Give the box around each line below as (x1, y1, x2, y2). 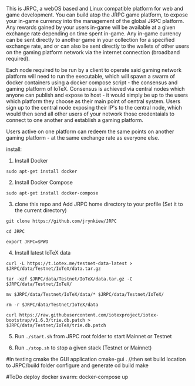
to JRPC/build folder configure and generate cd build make (6, 362, 149, 369)
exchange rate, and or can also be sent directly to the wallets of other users (6, 42, 189, 50)
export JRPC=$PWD (6, 239, 49, 245)
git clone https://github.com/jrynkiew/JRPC (6, 218, 117, 224)
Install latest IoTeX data (14, 249, 71, 256)
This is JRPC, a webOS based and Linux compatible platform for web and (6, 5, 184, 12)
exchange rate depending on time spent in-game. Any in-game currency (6, 30, 181, 37)
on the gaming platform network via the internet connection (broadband (6, 49, 180, 55)
